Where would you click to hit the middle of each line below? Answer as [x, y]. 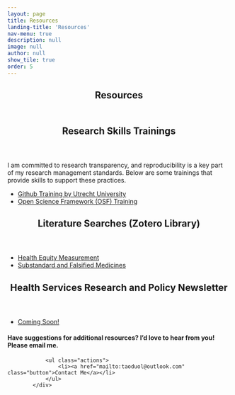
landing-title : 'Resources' [49, 27]
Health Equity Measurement [58, 258]
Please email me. [33, 345]
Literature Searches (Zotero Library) [119, 224]
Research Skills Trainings [119, 131]
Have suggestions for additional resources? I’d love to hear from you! [111, 338]
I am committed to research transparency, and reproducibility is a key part [115, 165]
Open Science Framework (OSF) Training [78, 202]
